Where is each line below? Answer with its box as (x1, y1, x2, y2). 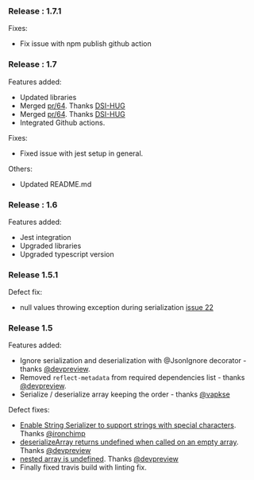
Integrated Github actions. (19, 118, 106, 127)
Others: (8, 164, 33, 173)
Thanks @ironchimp (19, 429, 86, 439)
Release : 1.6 (8, 199, 58, 210)
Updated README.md (19, 179, 92, 188)
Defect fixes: (8, 405, 50, 415)
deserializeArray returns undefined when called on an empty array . (19, 437, 240, 447)
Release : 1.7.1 (8, 6, 62, 17)
